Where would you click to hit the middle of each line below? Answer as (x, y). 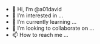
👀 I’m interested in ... (38, 15)
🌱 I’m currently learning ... (44, 22)
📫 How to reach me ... (40, 35)
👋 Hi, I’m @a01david (37, 9)
